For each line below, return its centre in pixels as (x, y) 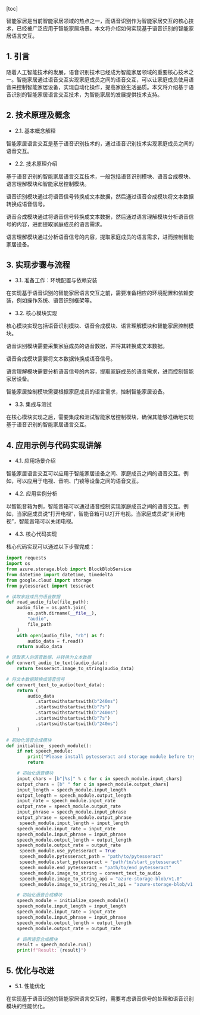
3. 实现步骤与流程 (38, 265)
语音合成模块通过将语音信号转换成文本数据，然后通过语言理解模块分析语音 (97, 216)
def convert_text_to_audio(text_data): (56, 685)
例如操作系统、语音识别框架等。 (56, 301)
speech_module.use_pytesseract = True (68, 851)
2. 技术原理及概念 (38, 115)
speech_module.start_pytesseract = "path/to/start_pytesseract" (101, 862)
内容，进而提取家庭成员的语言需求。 (61, 224)
